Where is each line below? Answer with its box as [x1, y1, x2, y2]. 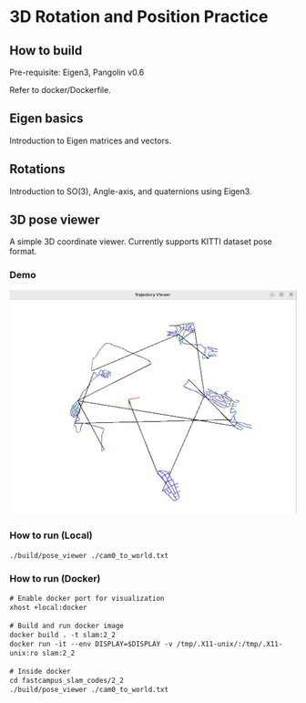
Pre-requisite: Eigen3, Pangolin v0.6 [9, 67, 145, 78]
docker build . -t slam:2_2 [9, 630, 117, 639]
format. [9, 246, 37, 257]
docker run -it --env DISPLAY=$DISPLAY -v [9, 639, 173, 648]
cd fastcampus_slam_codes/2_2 [9, 676, 125, 685]
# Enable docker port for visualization [9, 594, 166, 603]
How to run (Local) [9, 529, 93, 542]
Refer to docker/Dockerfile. [9, 85, 111, 95]
